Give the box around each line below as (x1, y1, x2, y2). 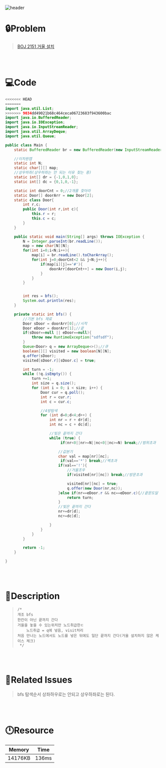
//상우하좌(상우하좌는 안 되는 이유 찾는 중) (14, 170, 92, 175)
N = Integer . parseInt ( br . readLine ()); (23, 239, 103, 244)
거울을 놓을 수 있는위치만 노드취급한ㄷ (17, 623, 84, 628)
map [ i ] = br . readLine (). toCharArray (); (31, 253, 114, 258)
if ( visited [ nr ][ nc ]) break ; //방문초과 (67, 472, 143, 477)
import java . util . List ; (5, 106, 54, 111)
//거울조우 (67, 468, 85, 473)
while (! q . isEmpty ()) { (23, 371, 72, 377)
